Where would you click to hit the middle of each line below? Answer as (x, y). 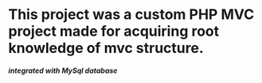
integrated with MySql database (63, 70)
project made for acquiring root (114, 31)
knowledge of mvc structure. (106, 48)
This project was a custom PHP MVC (131, 15)
